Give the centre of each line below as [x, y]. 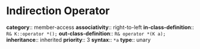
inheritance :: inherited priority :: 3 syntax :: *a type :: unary [79, 40]
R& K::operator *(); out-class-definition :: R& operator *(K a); [86, 33]
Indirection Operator [58, 11]
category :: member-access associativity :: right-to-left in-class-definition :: [100, 27]
